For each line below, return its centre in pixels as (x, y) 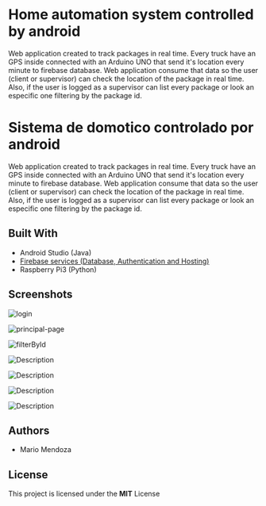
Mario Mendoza (45, 450)
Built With (33, 234)
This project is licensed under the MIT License (84, 494)
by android (44, 31)
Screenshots (40, 295)
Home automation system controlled (131, 15)
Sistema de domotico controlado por (131, 128)
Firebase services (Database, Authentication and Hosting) (114, 261)
